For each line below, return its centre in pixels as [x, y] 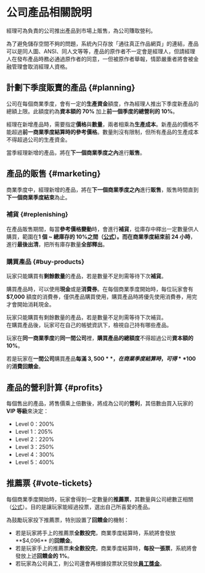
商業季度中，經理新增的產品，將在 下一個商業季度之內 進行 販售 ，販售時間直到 [103, 190]
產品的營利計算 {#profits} [55, 387]
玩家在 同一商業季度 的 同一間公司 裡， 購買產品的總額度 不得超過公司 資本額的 [100, 338]
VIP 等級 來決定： [27, 411]
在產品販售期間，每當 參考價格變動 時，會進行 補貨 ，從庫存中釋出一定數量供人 [103, 229]
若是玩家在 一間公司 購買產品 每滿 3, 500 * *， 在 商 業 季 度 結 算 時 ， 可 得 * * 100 [101, 359]
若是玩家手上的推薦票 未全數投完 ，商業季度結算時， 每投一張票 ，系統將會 [106, 548]
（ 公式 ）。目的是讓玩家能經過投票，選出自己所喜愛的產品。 [80, 507]
